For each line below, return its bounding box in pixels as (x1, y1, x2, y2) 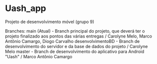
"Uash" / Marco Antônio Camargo (5, 53, 72, 59)
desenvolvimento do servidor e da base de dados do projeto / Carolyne (5, 43, 148, 49)
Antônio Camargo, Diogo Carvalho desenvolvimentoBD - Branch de (5, 38, 140, 44)
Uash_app (5, 3, 46, 14)
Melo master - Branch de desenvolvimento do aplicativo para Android (5, 49, 144, 54)
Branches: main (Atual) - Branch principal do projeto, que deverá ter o (5, 28, 145, 34)
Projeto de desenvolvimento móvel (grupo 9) (5, 19, 95, 25)
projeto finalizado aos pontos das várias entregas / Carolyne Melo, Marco (5, 33, 152, 39)
